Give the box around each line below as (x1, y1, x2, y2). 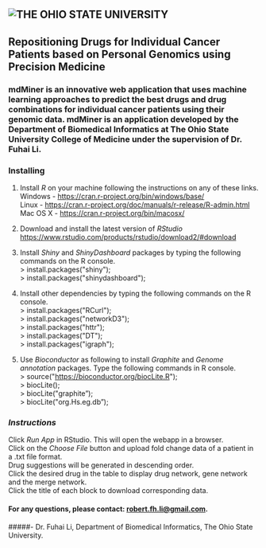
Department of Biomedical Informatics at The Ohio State (8, 123, 229, 135)
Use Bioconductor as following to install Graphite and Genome (19, 355, 224, 364)
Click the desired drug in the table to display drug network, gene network (8, 469, 248, 479)
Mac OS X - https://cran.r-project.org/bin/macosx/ (19, 209, 185, 217)
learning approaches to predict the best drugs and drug (8, 93, 227, 104)
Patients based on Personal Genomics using (8, 47, 231, 61)
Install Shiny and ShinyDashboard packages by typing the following (19, 248, 241, 257)
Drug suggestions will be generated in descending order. (8, 460, 195, 470)
